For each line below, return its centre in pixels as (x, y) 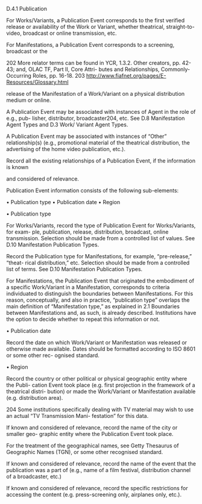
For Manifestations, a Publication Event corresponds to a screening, (90, 45)
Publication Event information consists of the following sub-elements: (93, 190)
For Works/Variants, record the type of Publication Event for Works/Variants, (101, 226)
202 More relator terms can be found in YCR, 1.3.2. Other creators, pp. (93, 63)
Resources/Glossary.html (37, 82)
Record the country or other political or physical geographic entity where (97, 378)
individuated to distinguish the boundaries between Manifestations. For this (100, 294)
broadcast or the (27, 51)
